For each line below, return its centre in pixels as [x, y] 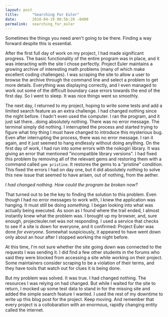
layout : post [19, 10]
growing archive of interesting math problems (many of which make [75, 69]
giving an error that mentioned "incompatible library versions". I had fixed [81, 154]
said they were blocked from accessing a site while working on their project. [84, 258]
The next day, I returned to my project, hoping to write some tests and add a [84, 105]
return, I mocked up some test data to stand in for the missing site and [78, 289]
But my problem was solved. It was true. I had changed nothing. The [76, 278]
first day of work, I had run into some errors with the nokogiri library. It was [82, 148]
